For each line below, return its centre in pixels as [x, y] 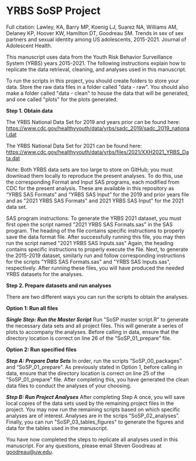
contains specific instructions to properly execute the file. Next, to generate [97, 249]
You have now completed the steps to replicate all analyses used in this [92, 439]
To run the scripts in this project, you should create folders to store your [93, 81]
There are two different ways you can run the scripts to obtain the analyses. [97, 297]
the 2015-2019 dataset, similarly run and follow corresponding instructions [96, 255]
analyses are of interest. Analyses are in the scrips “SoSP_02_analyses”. [93, 415]
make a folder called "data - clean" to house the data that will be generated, [97, 93]
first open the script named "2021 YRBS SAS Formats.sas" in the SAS [90, 224]
